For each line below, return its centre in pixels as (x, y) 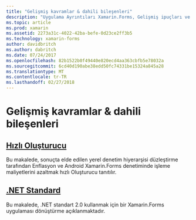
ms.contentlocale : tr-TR (36, 77)
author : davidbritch (31, 45)
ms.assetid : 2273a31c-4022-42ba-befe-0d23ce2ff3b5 (69, 33)
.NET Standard (33, 190)
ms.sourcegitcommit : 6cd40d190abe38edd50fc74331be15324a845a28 (85, 66)
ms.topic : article (28, 22)
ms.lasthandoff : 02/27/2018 (40, 83)
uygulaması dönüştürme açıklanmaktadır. (56, 211)
